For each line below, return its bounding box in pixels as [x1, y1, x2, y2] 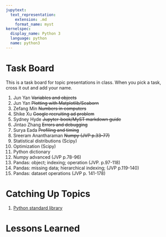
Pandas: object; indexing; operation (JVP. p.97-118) [13, 159, 121, 165]
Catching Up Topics [6, 188, 91, 199]
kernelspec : [6, 26, 31, 32]
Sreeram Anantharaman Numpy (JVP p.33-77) [13, 132, 110, 138]
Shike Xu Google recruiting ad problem [13, 110, 94, 117]
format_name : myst [15, 21, 54, 27]
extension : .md [15, 17, 47, 22]
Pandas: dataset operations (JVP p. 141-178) [13, 170, 106, 176]
